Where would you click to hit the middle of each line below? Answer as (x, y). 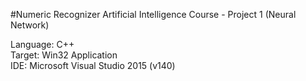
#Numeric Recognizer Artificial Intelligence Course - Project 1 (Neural (153, 14)
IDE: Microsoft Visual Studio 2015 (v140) (93, 65)
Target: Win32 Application (64, 55)
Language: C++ (42, 44)
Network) (30, 25)
